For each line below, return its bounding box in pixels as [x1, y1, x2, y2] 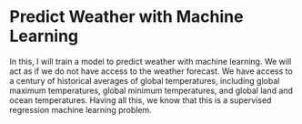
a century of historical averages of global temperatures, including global [9, 75, 280, 86]
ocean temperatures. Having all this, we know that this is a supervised [9, 94, 272, 106]
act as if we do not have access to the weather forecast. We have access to [9, 66, 293, 77]
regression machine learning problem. [9, 104, 152, 115]
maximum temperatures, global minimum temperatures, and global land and [9, 85, 294, 96]
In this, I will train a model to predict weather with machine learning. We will [9, 56, 292, 67]
